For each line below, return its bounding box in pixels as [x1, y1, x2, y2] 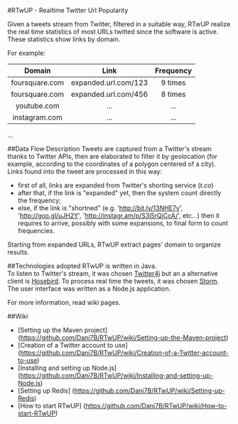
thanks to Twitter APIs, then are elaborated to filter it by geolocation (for [7, 152, 218, 160]
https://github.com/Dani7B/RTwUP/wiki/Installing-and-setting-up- [20, 371, 213, 380]
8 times [161, 89, 186, 99]
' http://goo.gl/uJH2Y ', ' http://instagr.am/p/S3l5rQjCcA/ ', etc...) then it [17, 212, 220, 219]
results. [7, 248, 30, 256]
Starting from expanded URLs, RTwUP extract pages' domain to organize [7, 240, 222, 249]
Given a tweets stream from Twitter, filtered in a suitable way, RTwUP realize [7, 20, 231, 28]
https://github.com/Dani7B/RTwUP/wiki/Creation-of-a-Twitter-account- [20, 348, 229, 357]
